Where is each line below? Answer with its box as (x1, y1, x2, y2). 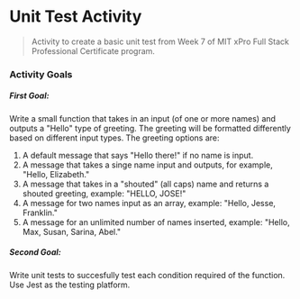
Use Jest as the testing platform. (9, 279, 131, 290)
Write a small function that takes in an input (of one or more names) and (9, 113, 277, 123)
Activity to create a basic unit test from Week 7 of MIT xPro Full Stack (31, 36, 290, 47)
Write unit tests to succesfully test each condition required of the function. (9, 269, 286, 280)
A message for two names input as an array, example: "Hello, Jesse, (22, 197, 277, 208)
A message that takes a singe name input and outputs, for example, (22, 159, 273, 170)
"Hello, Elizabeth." (22, 168, 90, 179)
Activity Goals (9, 68, 73, 80)
